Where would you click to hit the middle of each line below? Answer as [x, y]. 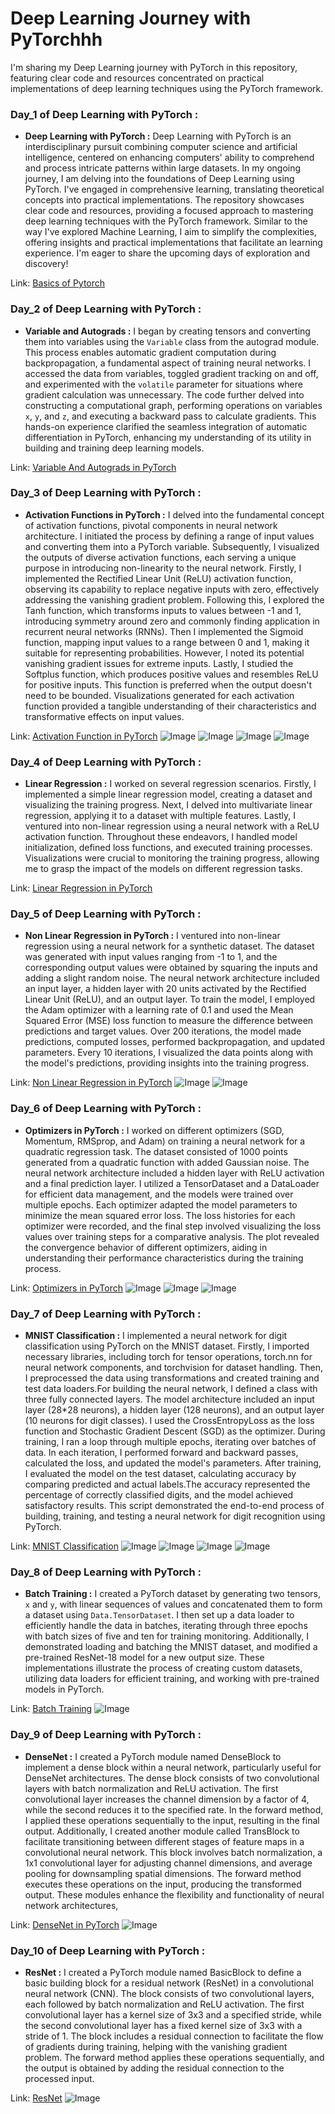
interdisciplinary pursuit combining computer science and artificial [161, 147]
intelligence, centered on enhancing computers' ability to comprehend [169, 158]
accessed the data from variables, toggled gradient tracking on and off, [171, 373]
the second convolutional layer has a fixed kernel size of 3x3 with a [163, 2025]
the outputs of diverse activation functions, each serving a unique [160, 557]
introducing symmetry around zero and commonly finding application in [172, 621]
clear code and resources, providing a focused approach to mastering [169, 211]
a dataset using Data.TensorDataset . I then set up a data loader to [159, 1615]
